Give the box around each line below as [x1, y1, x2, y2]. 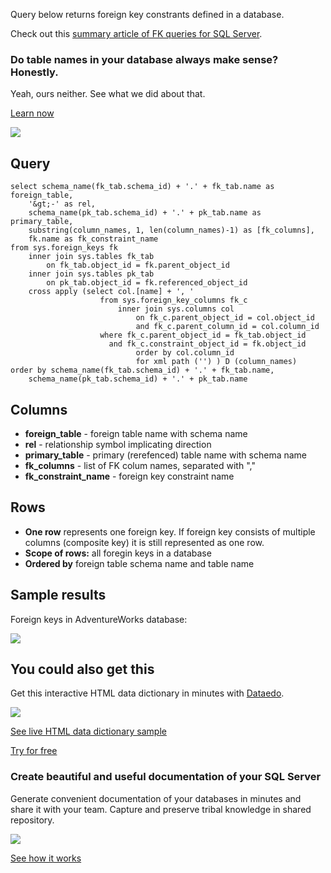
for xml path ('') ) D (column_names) [135, 357, 298, 367]
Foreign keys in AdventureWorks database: [10, 613, 188, 625]
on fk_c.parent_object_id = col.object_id [135, 313, 315, 323]
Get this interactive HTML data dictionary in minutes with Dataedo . [10, 687, 285, 699]
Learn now [10, 107, 55, 119]
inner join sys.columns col [117, 304, 235, 314]
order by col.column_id [135, 348, 235, 358]
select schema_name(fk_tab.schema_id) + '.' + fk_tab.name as [10, 182, 275, 192]
